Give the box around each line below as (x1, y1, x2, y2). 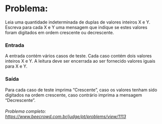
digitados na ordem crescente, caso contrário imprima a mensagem (5, 92, 142, 98)
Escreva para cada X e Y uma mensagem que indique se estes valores (5, 24, 148, 30)
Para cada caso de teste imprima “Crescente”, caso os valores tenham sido (5, 87, 158, 93)
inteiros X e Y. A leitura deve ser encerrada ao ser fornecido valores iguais (5, 58, 156, 64)
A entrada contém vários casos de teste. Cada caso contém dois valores (5, 53, 152, 59)
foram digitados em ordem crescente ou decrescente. (5, 29, 114, 35)
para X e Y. (5, 63, 28, 69)
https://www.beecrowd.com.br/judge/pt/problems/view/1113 (5, 114, 126, 120)
